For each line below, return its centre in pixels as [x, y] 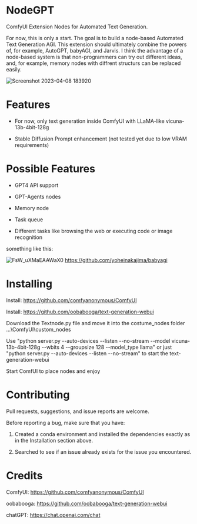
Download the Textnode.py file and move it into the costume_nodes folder [96, 323]
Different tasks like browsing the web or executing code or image [94, 231]
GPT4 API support [36, 185]
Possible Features [51, 169]
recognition [29, 237]
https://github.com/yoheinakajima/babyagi [116, 260]
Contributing [38, 394]
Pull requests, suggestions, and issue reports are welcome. [78, 411]
